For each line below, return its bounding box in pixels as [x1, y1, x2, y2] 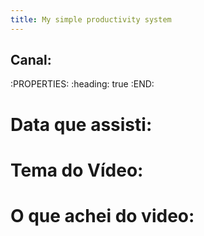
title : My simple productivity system [10, 14, 172, 25]
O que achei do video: [10, 205, 195, 227]
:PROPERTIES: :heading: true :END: [10, 78, 155, 90]
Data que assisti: [10, 113, 153, 136]
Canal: [10, 52, 52, 69]
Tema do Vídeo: [10, 159, 144, 181]
